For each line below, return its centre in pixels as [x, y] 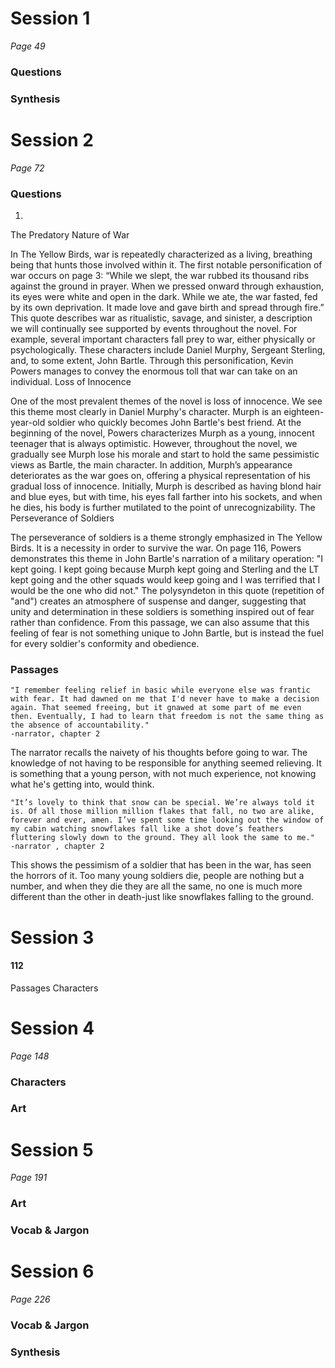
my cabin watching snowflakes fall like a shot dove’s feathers [147, 829]
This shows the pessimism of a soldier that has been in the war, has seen [161, 865]
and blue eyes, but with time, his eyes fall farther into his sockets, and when [166, 497]
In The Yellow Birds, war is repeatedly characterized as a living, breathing [161, 254]
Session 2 [52, 139]
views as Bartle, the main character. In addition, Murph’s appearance [151, 465]
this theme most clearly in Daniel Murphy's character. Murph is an [146, 412]
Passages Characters [54, 988]
